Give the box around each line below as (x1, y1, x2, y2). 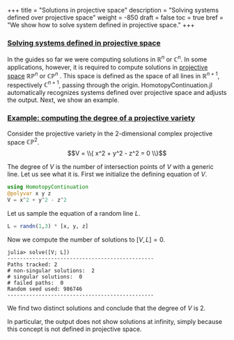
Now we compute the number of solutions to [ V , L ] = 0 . (7, 235, 166, 244)
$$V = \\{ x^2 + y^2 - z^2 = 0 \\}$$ (67, 149, 167, 158)
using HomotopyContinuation (7, 184, 89, 191)
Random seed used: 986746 (7, 286, 82, 293)
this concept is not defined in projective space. (7, 325, 142, 333)
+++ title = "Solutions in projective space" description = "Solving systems (7, 6, 219, 14)
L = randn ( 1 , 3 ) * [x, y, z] (7, 223, 89, 230)
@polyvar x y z (7, 190, 52, 198)
